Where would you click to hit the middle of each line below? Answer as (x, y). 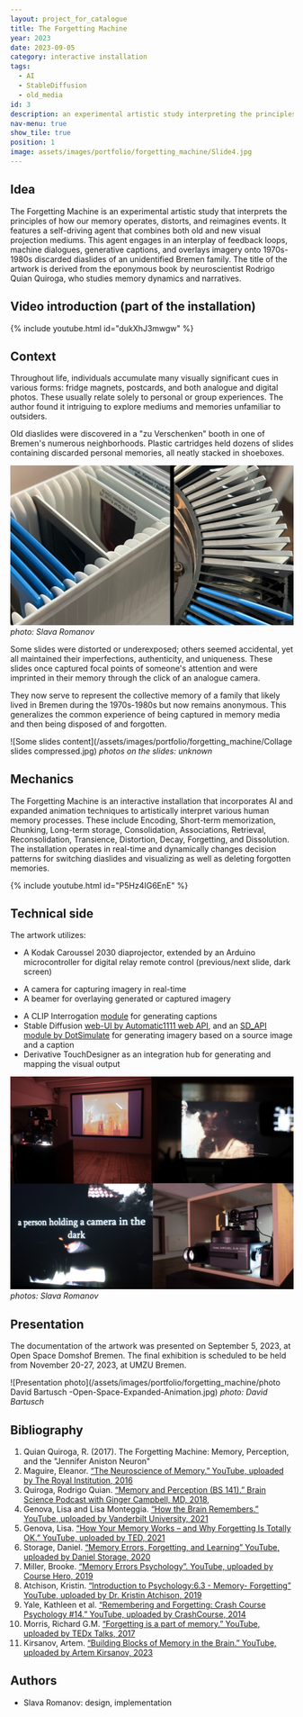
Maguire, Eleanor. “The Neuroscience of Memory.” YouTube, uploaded (153, 1471)
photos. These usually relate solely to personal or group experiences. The (147, 397)
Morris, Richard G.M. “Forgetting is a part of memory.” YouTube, (142, 1624)
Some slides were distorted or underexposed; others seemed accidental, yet (152, 649)
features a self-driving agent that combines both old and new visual (136, 230)
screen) (37, 971)
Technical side (52, 914)
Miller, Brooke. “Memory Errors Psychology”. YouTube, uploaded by (148, 1567)
